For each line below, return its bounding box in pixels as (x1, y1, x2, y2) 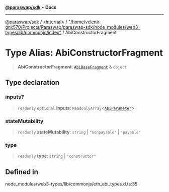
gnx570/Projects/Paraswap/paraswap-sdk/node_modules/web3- (5, 24, 140, 30)
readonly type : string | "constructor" (17, 153, 97, 159)
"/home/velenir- (68, 19, 102, 25)
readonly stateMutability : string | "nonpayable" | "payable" (17, 129, 141, 135)
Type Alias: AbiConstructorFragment (5, 47, 163, 58)
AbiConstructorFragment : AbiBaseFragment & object (17, 63, 127, 70)
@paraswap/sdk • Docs (5, 5, 57, 10)
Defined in (5, 167, 39, 176)
